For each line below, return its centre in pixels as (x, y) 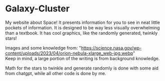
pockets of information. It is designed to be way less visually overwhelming (82, 27)
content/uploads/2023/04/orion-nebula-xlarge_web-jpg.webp (69, 53)
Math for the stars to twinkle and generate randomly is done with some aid (82, 68)
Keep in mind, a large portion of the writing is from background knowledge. (82, 58)
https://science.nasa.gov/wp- (111, 48)
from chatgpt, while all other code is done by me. (56, 73)
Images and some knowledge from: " (43, 48)
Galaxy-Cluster (37, 9)
